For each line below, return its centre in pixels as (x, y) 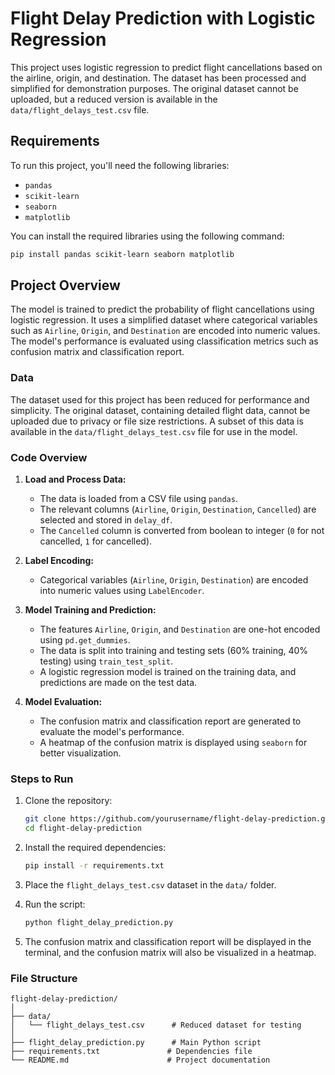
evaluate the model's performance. (112, 732)
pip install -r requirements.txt (94, 866)
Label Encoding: (59, 561)
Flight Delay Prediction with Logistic (163, 18)
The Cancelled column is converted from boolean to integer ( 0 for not (182, 531)
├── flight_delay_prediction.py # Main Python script (136, 1043)
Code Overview (49, 457)
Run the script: (55, 904)
